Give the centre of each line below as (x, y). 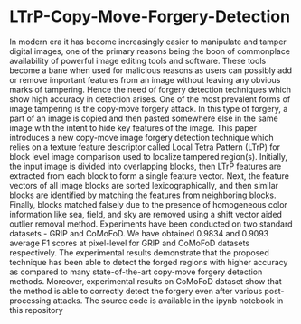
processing (30, 301)
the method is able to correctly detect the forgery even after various (136, 291)
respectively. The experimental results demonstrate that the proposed (139, 252)
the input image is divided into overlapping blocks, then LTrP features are (146, 166)
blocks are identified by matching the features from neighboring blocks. (143, 195)
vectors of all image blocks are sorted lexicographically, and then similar (144, 185)
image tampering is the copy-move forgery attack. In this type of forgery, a (149, 108)
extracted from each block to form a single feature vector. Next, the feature (150, 176)
